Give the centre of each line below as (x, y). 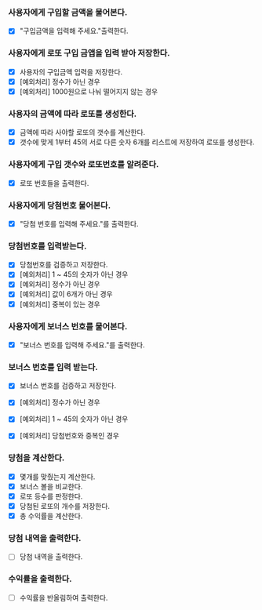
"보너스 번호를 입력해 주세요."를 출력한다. (82, 345)
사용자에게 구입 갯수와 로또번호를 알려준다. (84, 165)
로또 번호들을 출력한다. (54, 183)
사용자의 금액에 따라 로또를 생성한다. (73, 114)
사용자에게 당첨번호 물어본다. (60, 205)
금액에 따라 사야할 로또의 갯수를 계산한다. (82, 133)
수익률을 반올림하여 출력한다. (64, 597)
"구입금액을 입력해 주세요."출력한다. (74, 31)
